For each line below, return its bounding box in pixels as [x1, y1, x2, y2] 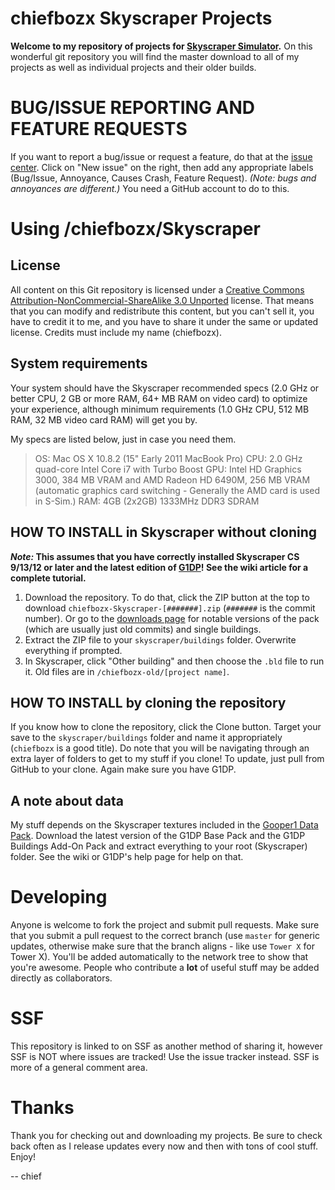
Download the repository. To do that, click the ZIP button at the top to [24, 591, 310, 603]
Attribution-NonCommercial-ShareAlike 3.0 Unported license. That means [10, 294, 315, 306]
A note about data [10, 792, 125, 809]
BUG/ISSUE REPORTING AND [10, 97, 256, 119]
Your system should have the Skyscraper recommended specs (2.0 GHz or [10, 382, 320, 394]
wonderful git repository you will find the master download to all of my [10, 50, 300, 62]
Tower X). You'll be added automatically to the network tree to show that [10, 951, 309, 963]
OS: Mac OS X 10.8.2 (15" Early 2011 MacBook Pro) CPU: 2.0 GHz [34, 452, 303, 464]
